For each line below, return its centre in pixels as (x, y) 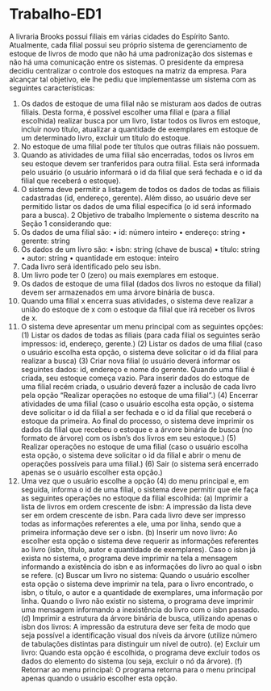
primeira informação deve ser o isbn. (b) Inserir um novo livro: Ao (129, 532)
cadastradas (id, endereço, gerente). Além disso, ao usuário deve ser (136, 198)
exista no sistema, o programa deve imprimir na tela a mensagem (129, 558)
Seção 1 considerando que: (66, 224)
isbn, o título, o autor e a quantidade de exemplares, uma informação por (142, 592)
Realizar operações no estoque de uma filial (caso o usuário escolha (134, 446)
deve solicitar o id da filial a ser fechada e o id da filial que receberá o (136, 412)
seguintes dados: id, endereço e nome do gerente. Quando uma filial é (138, 369)
